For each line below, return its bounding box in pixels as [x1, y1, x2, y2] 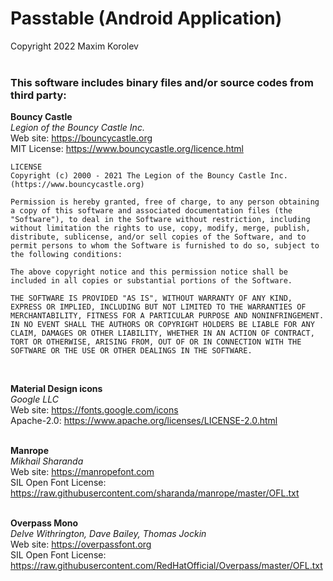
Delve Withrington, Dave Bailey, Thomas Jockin [10, 528, 207, 540]
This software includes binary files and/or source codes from [10, 75, 314, 89]
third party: [10, 88, 67, 102]
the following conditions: [10, 250, 123, 260]
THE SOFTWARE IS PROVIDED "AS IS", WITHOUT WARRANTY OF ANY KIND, [10, 293, 293, 304]
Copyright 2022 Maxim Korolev [10, 40, 139, 52]
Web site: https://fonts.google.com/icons [10, 404, 179, 416]
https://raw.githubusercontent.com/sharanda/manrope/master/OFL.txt [10, 487, 300, 499]
